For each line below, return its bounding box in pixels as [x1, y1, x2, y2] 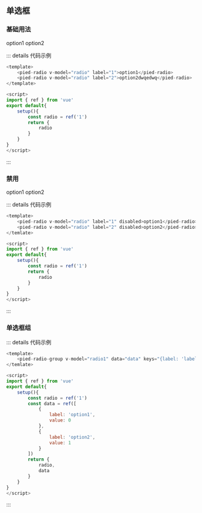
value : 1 [49, 440, 71, 446]
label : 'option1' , [49, 412, 96, 418]
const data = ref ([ [28, 400, 77, 406]
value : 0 [49, 417, 71, 423]
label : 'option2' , [49, 434, 96, 440]
